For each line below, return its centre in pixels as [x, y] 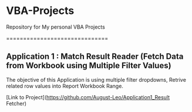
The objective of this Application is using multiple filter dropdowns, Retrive [96, 79]
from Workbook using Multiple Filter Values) [89, 66]
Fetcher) [16, 103]
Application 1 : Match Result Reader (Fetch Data [95, 57]
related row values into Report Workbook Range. [65, 86]
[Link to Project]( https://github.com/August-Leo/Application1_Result [88, 97]
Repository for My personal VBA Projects [56, 27]
